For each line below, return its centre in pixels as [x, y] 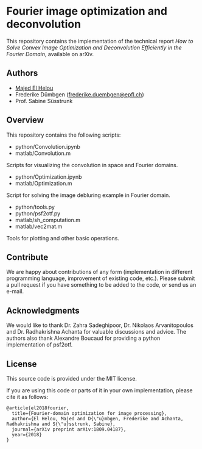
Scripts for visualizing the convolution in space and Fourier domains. [92, 165]
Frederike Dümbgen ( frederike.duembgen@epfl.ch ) [79, 94]
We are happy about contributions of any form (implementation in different [99, 272]
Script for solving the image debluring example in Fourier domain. [88, 195]
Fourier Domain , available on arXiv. [50, 54]
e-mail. [15, 292]
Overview [25, 120]
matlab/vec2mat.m [39, 226]
